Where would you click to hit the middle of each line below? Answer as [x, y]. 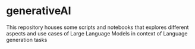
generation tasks [27, 40]
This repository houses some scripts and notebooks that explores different [97, 27]
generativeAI [39, 11]
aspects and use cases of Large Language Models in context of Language [97, 33]
